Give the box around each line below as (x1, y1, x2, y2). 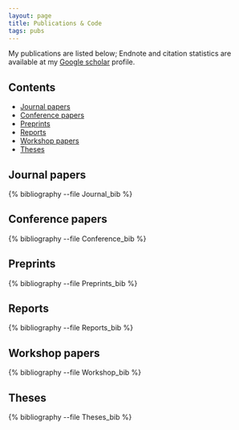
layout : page (8, 11, 52, 20)
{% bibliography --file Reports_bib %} (8, 323, 134, 333)
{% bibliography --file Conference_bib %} (8, 234, 147, 244)
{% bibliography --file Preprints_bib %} (8, 278, 138, 288)
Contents (8, 80, 56, 94)
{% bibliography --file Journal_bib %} (8, 190, 133, 199)
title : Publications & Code (8, 19, 103, 27)
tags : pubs (8, 27, 45, 35)
